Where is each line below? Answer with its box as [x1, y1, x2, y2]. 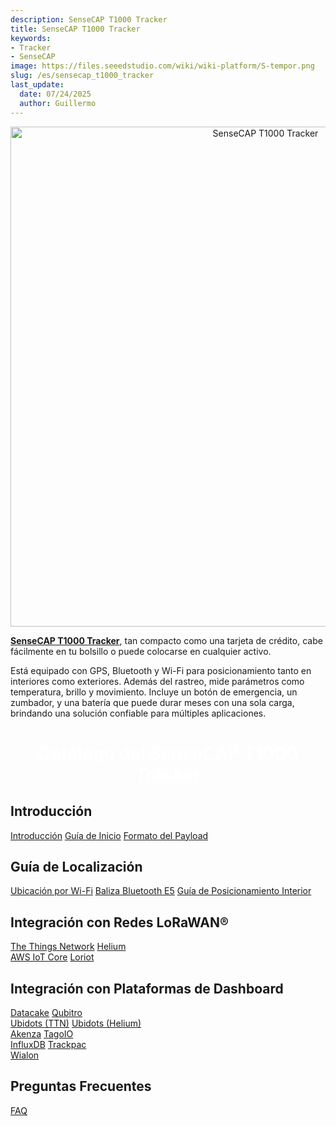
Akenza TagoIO [10, 1027, 74, 1040]
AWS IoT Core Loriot [10, 951, 95, 963]
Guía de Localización [10, 858, 143, 875]
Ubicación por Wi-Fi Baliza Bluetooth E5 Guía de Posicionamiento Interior [10, 885, 312, 897]
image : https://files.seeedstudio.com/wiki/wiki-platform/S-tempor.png [10, 61, 315, 71]
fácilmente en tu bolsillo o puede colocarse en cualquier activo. [10, 645, 272, 657]
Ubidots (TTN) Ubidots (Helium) [10, 1017, 142, 1029]
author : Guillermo [19, 98, 97, 108]
